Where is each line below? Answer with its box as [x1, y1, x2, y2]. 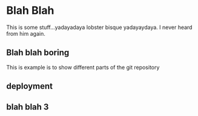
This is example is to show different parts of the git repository [6, 63, 160, 71]
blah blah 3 [6, 101, 49, 112]
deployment [6, 81, 53, 91]
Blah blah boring [6, 48, 70, 58]
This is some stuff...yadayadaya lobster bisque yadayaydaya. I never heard [6, 24, 193, 31]
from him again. [6, 30, 45, 37]
